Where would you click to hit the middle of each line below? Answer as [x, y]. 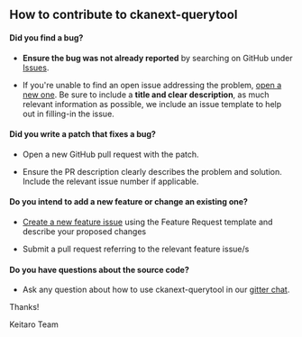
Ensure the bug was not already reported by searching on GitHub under [157, 58]
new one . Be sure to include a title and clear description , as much [146, 95]
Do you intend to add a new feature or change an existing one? [128, 202]
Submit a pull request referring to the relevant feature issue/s [136, 249]
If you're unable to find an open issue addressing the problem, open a [152, 85]
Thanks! [24, 307]
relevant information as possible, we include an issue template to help [152, 104]
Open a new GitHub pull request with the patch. [111, 154]
